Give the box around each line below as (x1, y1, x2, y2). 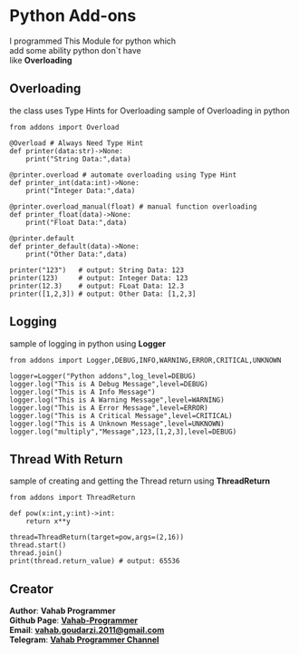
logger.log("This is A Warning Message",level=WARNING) (9, 395, 225, 405)
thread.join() (9, 549, 63, 558)
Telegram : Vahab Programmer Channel (9, 634, 159, 645)
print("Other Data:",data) (25, 249, 128, 259)
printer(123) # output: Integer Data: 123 (9, 273, 188, 282)
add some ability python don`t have (9, 44, 142, 55)
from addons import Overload (9, 122, 120, 132)
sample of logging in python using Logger (9, 337, 166, 349)
